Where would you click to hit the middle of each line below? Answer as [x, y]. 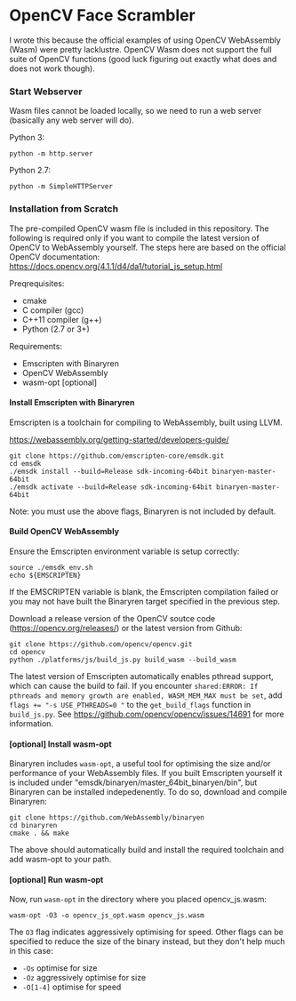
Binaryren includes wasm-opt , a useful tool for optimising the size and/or [140, 764]
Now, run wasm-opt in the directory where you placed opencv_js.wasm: [138, 900]
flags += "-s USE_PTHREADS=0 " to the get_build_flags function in [130, 704]
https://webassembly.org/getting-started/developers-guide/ [119, 439]
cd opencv [28, 652]
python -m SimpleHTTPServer [61, 187]
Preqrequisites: [37, 283]
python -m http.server [51, 154]
